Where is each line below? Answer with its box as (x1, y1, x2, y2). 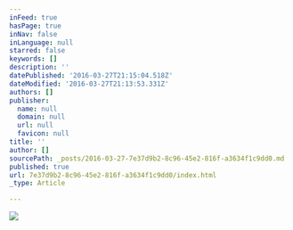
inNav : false (9, 29, 58, 38)
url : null (17, 121, 53, 130)
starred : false (9, 46, 66, 55)
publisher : (9, 95, 50, 105)
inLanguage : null (9, 37, 74, 47)
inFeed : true (9, 12, 58, 22)
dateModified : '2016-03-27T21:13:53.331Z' (9, 79, 169, 88)
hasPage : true (9, 21, 62, 30)
